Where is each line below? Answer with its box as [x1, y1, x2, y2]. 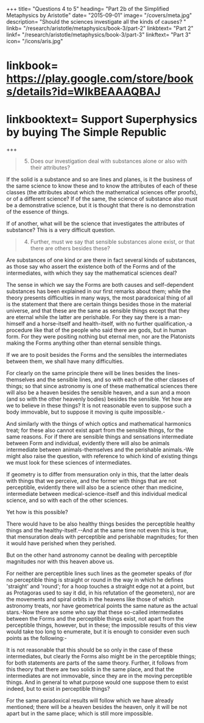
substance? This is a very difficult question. [6, 227, 116, 234]
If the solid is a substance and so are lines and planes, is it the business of [6, 176, 193, 183]
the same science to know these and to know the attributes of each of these [6, 182, 198, 189]
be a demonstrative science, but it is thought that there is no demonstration [6, 202, 195, 209]
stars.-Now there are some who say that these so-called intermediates [6, 608, 184, 616]
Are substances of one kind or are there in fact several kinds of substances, [6, 256, 197, 264]
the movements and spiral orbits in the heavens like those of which [6, 596, 174, 603]
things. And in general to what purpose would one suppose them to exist [6, 679, 189, 686]
